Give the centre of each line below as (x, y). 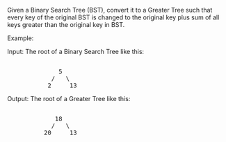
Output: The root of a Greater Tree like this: (69, 99)
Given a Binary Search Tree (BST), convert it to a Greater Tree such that (110, 10)
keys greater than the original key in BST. (66, 25)
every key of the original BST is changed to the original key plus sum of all (113, 17)
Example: (21, 38)
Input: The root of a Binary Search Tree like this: (76, 52)
